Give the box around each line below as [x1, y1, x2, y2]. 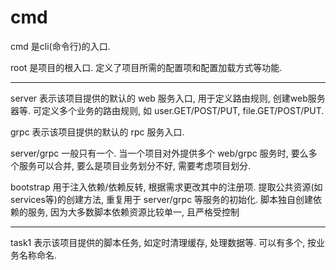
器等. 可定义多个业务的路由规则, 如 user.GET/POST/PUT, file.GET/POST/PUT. [10, 104, 325, 116]
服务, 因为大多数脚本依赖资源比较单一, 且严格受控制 [27, 206, 240, 218]
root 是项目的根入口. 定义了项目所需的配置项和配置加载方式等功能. [10, 61, 283, 73]
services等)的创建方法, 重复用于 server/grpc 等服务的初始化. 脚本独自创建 [10, 193, 314, 205]
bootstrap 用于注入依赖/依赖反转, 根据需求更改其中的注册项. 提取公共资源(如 [10, 181, 323, 193]
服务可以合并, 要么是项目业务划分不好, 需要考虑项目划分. [18, 159, 251, 171]
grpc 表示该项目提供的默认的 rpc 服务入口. [10, 126, 185, 138]
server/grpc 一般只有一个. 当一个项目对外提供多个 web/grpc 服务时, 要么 [10, 147, 309, 159]
